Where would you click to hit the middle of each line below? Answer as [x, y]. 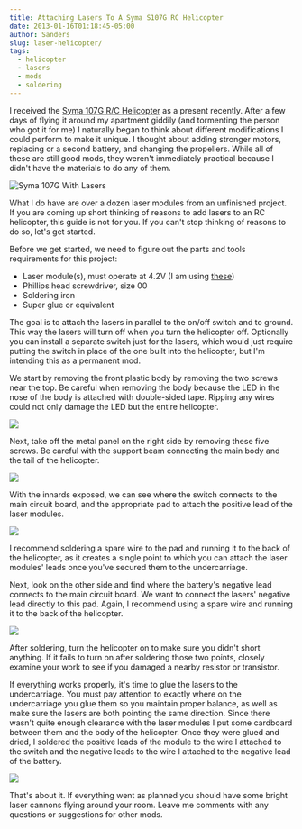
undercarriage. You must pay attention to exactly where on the [125, 694]
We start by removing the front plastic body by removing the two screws [143, 378]
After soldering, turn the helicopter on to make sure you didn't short [135, 647]
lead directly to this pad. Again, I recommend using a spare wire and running [151, 604]
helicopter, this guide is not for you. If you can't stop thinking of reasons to [148, 222]
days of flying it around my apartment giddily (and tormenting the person [145, 120]
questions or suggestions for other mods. [86, 814]
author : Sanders [40, 34]
